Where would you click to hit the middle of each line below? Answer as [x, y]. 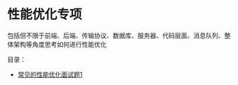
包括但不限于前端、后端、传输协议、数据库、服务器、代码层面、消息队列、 [116, 35]
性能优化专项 [45, 15]
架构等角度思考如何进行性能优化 [60, 44]
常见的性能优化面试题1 [50, 74]
